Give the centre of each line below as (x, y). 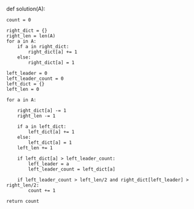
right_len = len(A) (31, 36)
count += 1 (42, 191)
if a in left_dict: (42, 127)
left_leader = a (49, 164)
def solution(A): (26, 9)
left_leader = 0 (27, 73)
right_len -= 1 (36, 116)
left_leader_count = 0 (35, 79)
